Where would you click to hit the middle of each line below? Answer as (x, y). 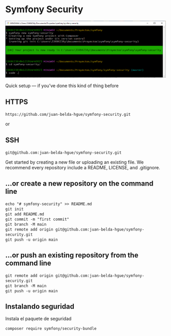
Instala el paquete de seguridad (38, 319)
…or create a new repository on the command (79, 184)
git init (15, 209)
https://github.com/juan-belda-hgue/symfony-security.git (68, 115)
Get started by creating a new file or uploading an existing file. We (75, 162)
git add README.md (25, 214)
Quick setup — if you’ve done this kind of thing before (62, 86)
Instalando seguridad (40, 307)
